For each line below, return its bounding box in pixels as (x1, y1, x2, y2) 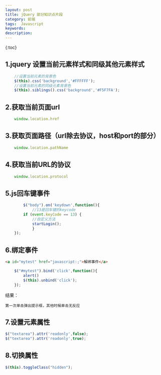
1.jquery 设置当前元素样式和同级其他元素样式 (5, 60, 145, 69)
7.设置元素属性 (5, 318, 50, 326)
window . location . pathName (14, 145, 69, 150)
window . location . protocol (14, 174, 69, 179)
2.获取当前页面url (5, 103, 60, 111)
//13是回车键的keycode (32, 208, 76, 213)
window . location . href (14, 116, 59, 122)
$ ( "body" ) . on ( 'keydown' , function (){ (23, 203, 100, 208)
